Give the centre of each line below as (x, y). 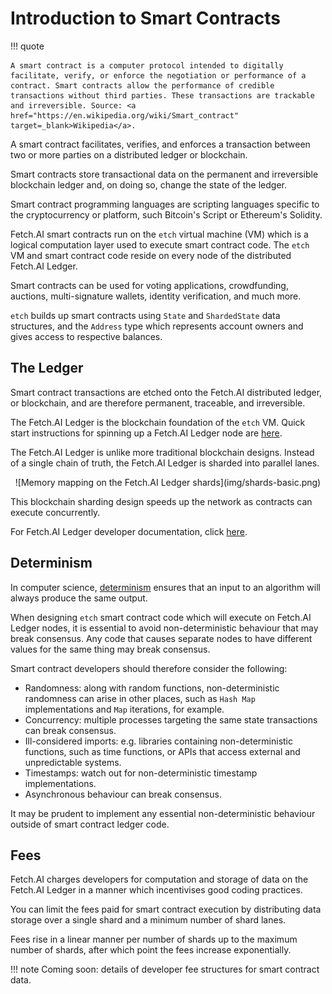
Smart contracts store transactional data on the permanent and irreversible (164, 174)
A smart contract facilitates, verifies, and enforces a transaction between (160, 144)
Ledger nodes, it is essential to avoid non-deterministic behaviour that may (164, 628)
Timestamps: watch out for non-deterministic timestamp (141, 773)
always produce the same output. (79, 598)
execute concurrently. (55, 512)
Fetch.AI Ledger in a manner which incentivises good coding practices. (156, 890)
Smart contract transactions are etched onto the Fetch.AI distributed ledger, (166, 392)
